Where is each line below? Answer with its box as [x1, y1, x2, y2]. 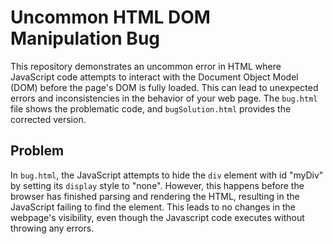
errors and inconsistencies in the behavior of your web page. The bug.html [10, 92, 318, 104]
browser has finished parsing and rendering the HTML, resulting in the [10, 190, 300, 202]
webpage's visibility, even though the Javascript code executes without [10, 211, 305, 223]
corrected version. [10, 113, 87, 125]
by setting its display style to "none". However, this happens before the [10, 179, 305, 191]
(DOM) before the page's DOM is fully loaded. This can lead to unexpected [10, 81, 319, 93]
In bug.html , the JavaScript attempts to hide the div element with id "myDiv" [10, 169, 324, 181]
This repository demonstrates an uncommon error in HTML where [10, 60, 282, 72]
